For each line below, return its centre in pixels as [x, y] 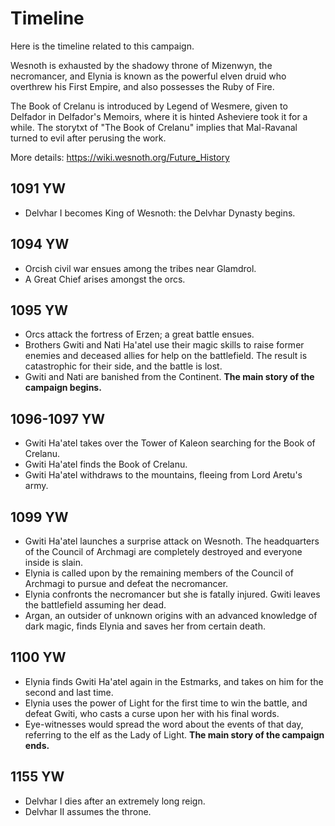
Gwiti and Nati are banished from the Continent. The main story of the [169, 377]
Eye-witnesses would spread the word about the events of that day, [164, 724]
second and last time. [69, 692]
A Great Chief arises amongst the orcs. [105, 279]
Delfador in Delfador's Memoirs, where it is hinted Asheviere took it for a [159, 116]
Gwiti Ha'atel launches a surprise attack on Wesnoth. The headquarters [172, 541]
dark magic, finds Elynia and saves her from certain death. [145, 626]
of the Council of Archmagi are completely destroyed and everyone [163, 551]
